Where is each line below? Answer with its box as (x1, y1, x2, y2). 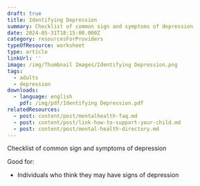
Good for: (7, 158, 35, 166)
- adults (13, 74, 39, 81)
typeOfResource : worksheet (7, 42, 85, 49)
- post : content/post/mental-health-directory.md (13, 125, 159, 132)
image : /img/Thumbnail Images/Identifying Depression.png (7, 61, 178, 68)
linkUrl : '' (7, 55, 42, 62)
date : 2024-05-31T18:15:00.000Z (7, 29, 100, 37)
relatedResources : (7, 106, 60, 113)
